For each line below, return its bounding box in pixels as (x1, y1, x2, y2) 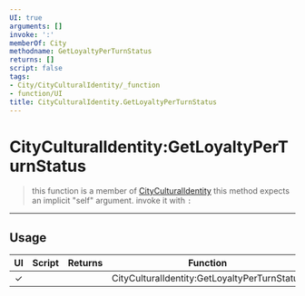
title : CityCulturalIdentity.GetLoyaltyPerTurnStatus (9, 97, 218, 107)
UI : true (9, 13, 43, 23)
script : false (9, 64, 64, 73)
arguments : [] (9, 22, 64, 31)
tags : (9, 72, 30, 81)
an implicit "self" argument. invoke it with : (31, 196, 192, 206)
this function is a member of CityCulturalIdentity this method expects (31, 186, 290, 196)
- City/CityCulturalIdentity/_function (9, 81, 161, 90)
